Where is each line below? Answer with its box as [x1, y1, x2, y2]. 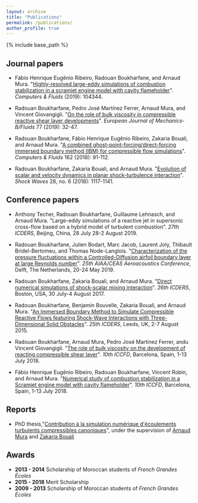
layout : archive [6, 8, 46, 15]
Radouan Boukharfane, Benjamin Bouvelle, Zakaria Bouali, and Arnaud [14, 301, 186, 308]
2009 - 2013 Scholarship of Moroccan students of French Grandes [14, 485, 178, 492]
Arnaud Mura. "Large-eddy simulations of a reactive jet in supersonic [14, 217, 184, 224]
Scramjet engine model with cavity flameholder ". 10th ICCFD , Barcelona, [14, 381, 191, 388]
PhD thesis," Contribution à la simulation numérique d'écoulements [14, 420, 176, 427]
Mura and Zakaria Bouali [14, 433, 74, 440]
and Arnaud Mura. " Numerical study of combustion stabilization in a [14, 375, 180, 382]
